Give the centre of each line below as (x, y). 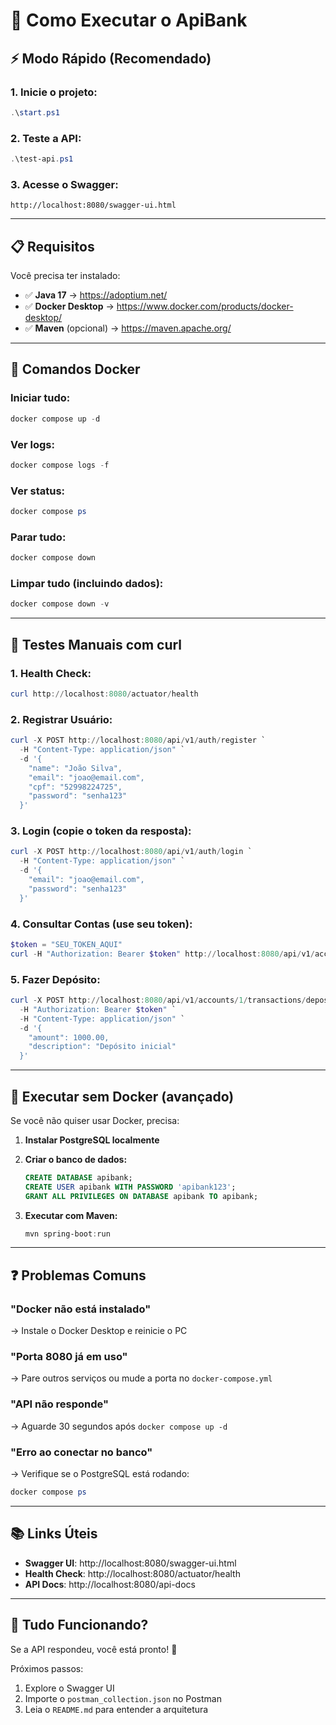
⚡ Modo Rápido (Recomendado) (111, 58)
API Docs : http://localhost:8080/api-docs (110, 1584)
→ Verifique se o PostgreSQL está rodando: (100, 1474)
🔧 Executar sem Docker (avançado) (122, 1096)
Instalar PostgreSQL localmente (92, 1140)
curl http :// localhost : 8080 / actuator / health (104, 694)
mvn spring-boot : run (67, 1234)
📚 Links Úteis (54, 1534)
